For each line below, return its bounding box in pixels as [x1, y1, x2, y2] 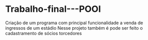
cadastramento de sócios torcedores [5, 30, 82, 36]
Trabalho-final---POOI [5, 3, 101, 15]
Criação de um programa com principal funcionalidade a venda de [5, 20, 143, 26]
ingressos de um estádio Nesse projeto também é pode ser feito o [5, 25, 143, 31]
